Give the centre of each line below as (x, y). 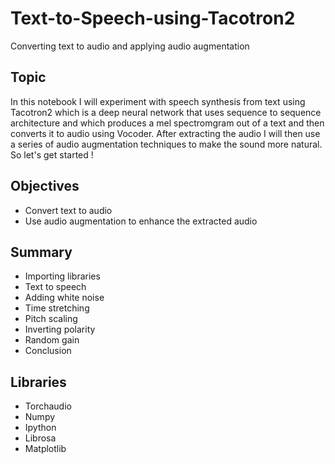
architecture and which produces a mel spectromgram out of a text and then (167, 123)
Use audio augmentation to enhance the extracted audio (141, 221)
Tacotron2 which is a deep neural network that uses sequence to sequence (166, 112)
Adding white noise (64, 298)
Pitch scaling (51, 319)
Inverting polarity (60, 329)
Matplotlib (45, 449)
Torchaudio (48, 406)
